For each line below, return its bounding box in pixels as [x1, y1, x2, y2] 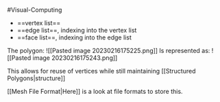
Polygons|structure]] [7, 74, 66, 82]
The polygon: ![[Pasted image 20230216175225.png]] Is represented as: [7, 47, 210, 54]
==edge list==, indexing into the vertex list [16, 27, 137, 34]
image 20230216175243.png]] [32, 54, 118, 62]
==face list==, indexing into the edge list [16, 33, 132, 41]
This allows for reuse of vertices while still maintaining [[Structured [7, 67, 196, 75]
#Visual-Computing [7, 6, 62, 14]
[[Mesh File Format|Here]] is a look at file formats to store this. [7, 88, 183, 95]
